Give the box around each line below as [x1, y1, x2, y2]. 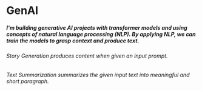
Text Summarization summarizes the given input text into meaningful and [6, 71, 190, 78]
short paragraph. [6, 77, 50, 85]
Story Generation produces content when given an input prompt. [6, 52, 168, 59]
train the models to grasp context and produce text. [6, 37, 140, 44]
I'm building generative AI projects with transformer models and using [6, 24, 187, 31]
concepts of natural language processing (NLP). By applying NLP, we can [6, 30, 196, 38]
